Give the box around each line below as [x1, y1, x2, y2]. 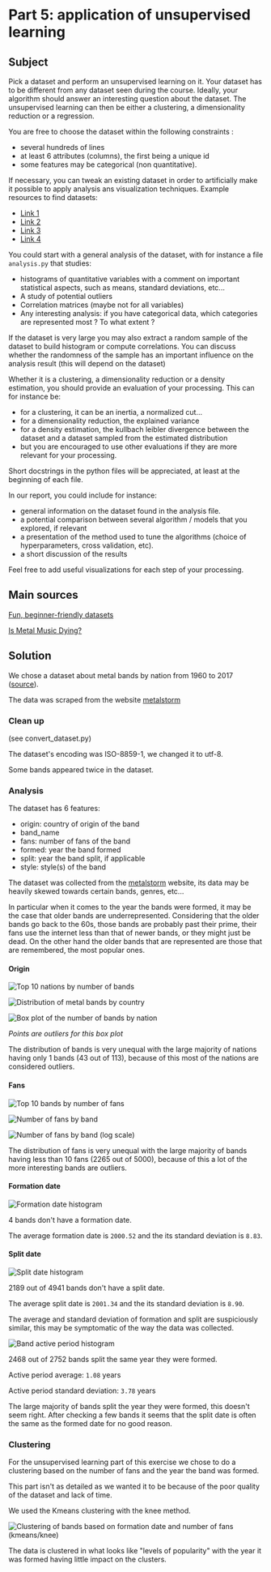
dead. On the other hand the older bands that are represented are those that [8, 937, 263, 946]
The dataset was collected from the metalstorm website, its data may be [8, 878, 249, 888]
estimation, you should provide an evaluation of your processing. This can [8, 383, 255, 392]
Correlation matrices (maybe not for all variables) [19, 300, 184, 310]
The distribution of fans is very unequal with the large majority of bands [8, 1145, 248, 1156]
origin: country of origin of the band [19, 819, 140, 829]
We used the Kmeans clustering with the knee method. [8, 1506, 192, 1516]
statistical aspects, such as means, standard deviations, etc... [19, 283, 225, 293]
